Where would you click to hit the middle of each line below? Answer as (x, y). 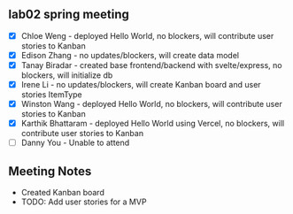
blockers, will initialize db (67, 75)
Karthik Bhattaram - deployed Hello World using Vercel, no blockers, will (153, 124)
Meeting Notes (50, 171)
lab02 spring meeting (69, 15)
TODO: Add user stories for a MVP (84, 202)
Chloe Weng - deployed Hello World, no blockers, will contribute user (147, 35)
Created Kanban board (63, 193)
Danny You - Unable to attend (75, 143)
